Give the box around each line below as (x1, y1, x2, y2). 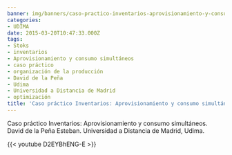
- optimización (7, 94, 51, 101)
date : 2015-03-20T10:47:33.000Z (7, 29, 100, 37)
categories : (7, 17, 41, 24)
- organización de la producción (7, 68, 104, 75)
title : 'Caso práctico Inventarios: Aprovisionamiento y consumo (7, 100, 199, 107)
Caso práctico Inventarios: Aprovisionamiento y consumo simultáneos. (7, 119, 208, 127)
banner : (7, 10, 30, 17)
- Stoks (7, 42, 30, 49)
